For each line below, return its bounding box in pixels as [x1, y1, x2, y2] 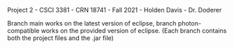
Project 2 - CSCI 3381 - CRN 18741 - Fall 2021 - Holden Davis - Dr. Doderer [7, 6, 222, 14]
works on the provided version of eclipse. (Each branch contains [41, 27, 227, 35]
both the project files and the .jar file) [7, 34, 114, 42]
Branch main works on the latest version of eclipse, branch [7, 19, 177, 27]
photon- [177, 19, 201, 27]
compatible [7, 27, 40, 35]
